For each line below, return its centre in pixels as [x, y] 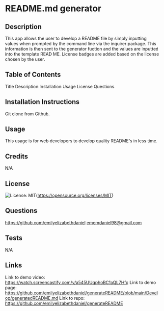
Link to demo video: [25, 277]
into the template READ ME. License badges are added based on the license [82, 54]
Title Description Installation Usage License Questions [60, 86]
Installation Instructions [42, 102]
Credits [17, 156]
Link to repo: [72, 298]
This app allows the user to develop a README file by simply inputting [76, 38]
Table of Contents [33, 75]
